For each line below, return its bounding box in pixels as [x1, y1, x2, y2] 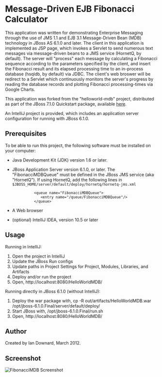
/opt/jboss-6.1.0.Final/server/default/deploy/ [12, 303, 100, 309]
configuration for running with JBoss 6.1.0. [5, 115, 90, 121]
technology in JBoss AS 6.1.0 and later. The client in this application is [5, 40, 144, 46]
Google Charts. [5, 86, 35, 92]
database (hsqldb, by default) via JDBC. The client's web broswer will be [5, 71, 151, 77]
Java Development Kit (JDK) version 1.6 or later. [12, 157, 108, 163]
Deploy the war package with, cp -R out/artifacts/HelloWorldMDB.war [12, 297, 151, 304]
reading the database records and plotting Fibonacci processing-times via [5, 81, 153, 87]
